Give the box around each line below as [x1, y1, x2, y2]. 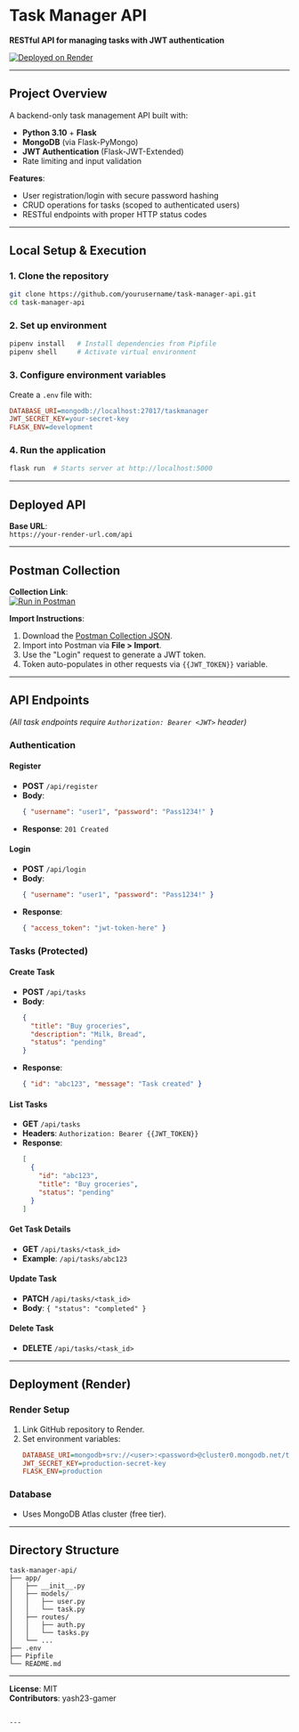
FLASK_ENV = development [9, 423, 93, 432]
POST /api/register [21, 780, 99, 791]
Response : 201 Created [21, 823, 109, 833]
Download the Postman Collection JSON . [21, 630, 174, 641]
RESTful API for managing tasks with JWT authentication [9, 35, 225, 45]
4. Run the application [9, 444, 107, 457]
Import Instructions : [9, 613, 85, 623]
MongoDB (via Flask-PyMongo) [21, 136, 139, 147]
